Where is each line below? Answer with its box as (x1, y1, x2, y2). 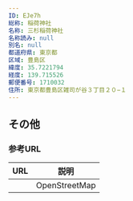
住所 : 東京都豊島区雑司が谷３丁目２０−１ (8, 85, 127, 94)
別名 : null (8, 41, 42, 49)
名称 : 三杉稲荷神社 (8, 26, 64, 34)
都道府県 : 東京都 (8, 49, 58, 57)
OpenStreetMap (35, 180, 96, 191)
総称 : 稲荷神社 (8, 19, 52, 27)
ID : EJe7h (8, 11, 42, 20)
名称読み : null (8, 33, 54, 42)
